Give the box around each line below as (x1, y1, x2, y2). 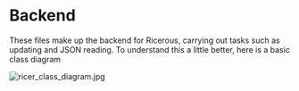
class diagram (9, 54, 61, 64)
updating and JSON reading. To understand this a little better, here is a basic (9, 44, 290, 54)
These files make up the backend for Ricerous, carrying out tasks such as (9, 35, 280, 45)
